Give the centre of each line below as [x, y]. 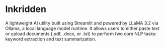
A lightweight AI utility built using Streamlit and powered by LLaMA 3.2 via [82, 23]
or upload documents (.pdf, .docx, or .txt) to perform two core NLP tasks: [81, 33]
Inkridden [26, 9]
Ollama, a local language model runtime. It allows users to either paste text [82, 28]
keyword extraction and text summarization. [51, 39]
